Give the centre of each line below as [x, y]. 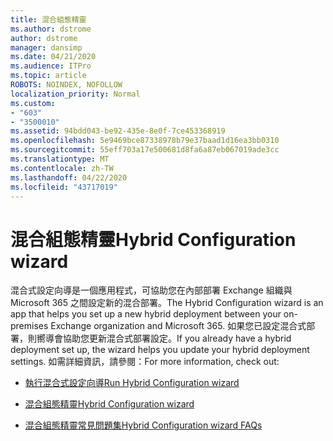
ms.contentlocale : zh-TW [62, 168]
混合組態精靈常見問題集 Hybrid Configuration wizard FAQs [143, 425]
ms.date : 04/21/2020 [53, 57]
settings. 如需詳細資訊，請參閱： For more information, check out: [145, 362]
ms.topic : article [48, 76]
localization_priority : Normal [75, 94]
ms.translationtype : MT [60, 159]
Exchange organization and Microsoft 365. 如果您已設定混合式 [178, 326]
